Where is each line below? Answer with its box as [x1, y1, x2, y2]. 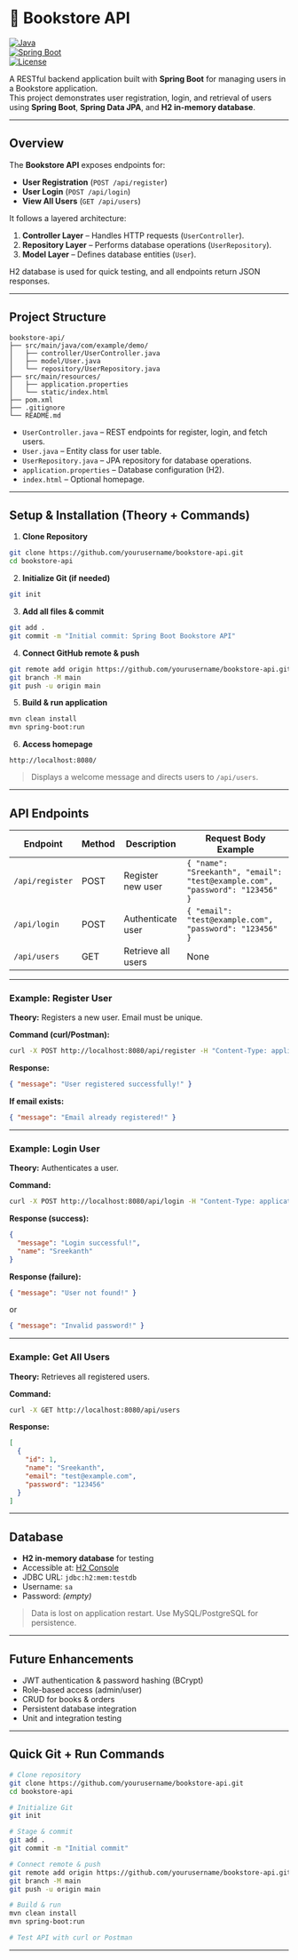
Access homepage [21, 739, 93, 750]
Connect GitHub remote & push [21, 648, 140, 658]
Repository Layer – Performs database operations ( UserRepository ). [21, 239, 272, 250]
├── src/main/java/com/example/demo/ [9, 341, 149, 350]
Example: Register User [9, 992, 113, 1004]
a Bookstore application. [9, 83, 98, 93]
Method [81, 837, 115, 849]
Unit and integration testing [21, 1713, 122, 1724]
